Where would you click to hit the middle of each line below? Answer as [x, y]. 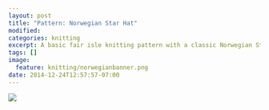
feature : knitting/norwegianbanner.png [82, 68]
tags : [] [23, 53]
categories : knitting [44, 38]
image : [19, 61]
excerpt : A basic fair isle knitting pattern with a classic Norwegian [130, 45]
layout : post [30, 16]
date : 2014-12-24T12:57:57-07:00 [64, 75]
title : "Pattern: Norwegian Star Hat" [73, 23]
